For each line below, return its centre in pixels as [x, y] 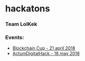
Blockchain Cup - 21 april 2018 [44, 48]
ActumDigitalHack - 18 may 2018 [46, 54]
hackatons [27, 9]
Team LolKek [21, 24]
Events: [14, 38]
